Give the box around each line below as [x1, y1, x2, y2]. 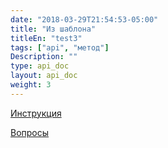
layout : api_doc [10, 71, 78, 81]
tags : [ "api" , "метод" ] [10, 42, 110, 53]
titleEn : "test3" [10, 33, 83, 43]
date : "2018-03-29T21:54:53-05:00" [10, 14, 159, 25]
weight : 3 [10, 80, 52, 90]
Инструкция [10, 107, 62, 119]
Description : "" [10, 52, 78, 62]
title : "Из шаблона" [10, 24, 97, 34]
